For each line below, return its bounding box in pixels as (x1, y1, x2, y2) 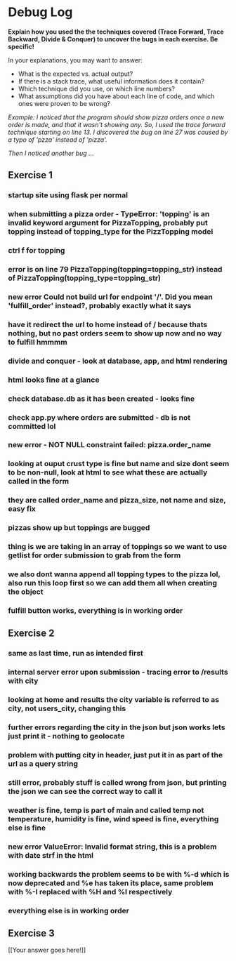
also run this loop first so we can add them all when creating (8, 578, 217, 588)
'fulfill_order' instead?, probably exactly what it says (8, 300, 192, 310)
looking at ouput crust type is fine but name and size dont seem (8, 459, 230, 469)
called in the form (8, 477, 70, 486)
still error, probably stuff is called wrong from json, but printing (8, 777, 227, 787)
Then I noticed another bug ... (8, 149, 94, 157)
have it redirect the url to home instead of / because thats (8, 319, 208, 329)
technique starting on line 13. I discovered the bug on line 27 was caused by (8, 128, 228, 136)
